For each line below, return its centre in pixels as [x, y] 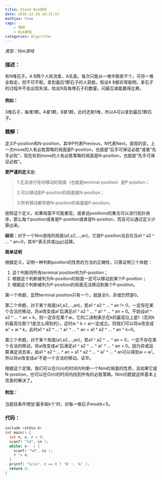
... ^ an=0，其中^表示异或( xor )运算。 [41, 241]
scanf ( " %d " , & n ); [29, 442]
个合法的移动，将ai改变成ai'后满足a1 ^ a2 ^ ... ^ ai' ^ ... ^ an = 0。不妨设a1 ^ [79, 311]
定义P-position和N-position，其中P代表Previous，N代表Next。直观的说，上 [80, 143]
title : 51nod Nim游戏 [26, 9]
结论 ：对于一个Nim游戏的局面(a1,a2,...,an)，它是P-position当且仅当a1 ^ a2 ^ [80, 235]
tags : [10, 23]
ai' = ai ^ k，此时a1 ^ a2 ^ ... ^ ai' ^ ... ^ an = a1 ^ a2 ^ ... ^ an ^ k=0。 [71, 329]
